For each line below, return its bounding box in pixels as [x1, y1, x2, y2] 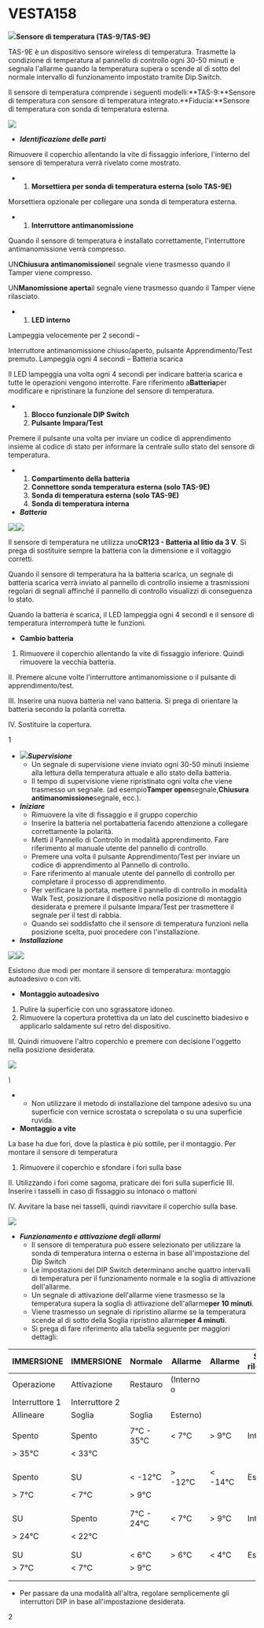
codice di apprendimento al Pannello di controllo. [31, 860, 190, 870]
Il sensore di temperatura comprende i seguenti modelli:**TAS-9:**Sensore [8, 88, 256, 97]
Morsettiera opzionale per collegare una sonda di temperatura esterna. [8, 196, 237, 206]
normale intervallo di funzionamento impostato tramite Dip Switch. [8, 72, 222, 81]
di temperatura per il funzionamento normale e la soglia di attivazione [31, 1273, 256, 1283]
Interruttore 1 [12, 1396, 61, 1407]
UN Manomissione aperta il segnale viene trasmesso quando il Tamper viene [8, 283, 255, 292]
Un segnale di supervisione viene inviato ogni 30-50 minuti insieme [31, 759, 250, 769]
